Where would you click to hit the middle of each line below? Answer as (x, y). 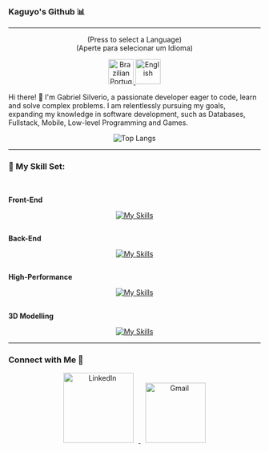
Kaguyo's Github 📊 (47, 11)
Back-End (25, 238)
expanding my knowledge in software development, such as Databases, (127, 115)
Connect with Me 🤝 (46, 360)
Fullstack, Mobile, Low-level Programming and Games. (98, 123)
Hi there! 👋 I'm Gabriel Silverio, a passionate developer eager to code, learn (132, 97)
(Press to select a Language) (134, 40)
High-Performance (40, 277)
